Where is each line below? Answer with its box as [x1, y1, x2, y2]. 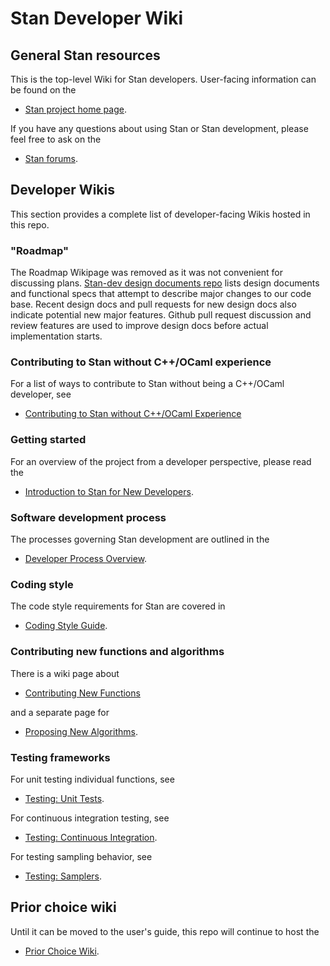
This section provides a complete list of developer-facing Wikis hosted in [10, 208, 311, 220]
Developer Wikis [10, 182, 115, 199]
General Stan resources [10, 47, 161, 64]
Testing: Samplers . [24, 870, 103, 882]
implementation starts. [10, 330, 103, 342]
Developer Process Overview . [24, 553, 148, 564]
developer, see [10, 388, 72, 401]
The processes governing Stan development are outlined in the [10, 533, 270, 545]
